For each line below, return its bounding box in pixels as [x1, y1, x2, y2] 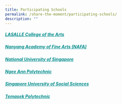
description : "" [5, 16, 38, 21]
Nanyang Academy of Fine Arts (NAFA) [5, 44, 87, 50]
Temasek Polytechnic [5, 93, 50, 99]
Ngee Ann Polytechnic [5, 69, 52, 75]
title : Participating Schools [5, 7, 67, 12]
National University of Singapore [5, 56, 74, 62]
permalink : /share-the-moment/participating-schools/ [5, 12, 118, 17]
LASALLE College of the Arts [5, 31, 65, 37]
